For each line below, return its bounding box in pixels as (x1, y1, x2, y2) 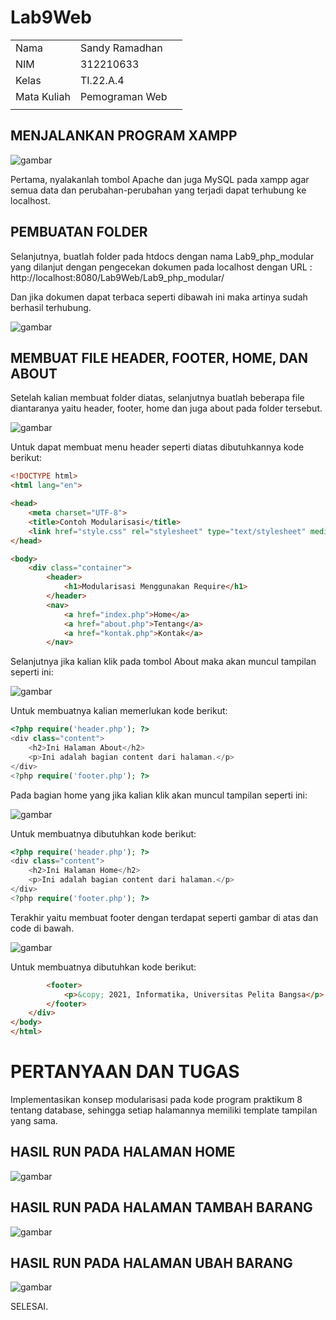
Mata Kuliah (15, 89, 71, 103)
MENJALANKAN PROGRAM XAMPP (10, 127, 238, 145)
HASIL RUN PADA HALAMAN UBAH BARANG (10, 1254, 293, 1271)
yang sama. (10, 1114, 58, 1126)
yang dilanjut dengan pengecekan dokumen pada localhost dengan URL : (10, 261, 313, 273)
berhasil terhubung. (10, 301, 92, 313)
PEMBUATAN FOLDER (10, 224, 148, 241)
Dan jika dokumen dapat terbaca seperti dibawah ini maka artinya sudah (10, 291, 308, 303)
